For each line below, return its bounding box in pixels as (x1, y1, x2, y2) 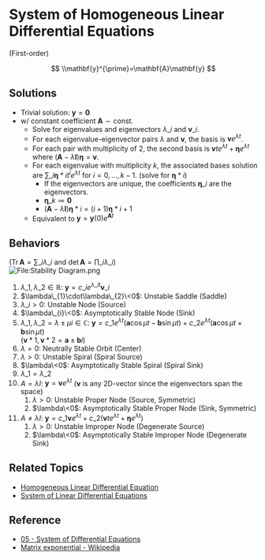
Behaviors (9, 236, 60, 250)
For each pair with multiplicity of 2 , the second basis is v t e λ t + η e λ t (32, 142, 250, 153)
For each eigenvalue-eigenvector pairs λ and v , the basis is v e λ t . (32, 133, 244, 144)
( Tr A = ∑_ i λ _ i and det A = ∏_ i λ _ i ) (9, 257, 117, 267)
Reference (9, 513, 62, 527)
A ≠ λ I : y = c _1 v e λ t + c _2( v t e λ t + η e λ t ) (20, 412, 144, 423)
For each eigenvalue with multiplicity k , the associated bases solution (32, 160, 258, 171)
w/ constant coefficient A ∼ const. (20, 116, 133, 126)
